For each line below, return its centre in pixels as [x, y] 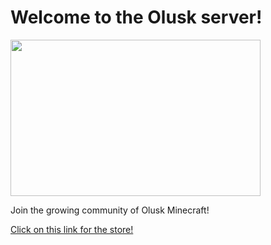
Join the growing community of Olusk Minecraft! [110, 210]
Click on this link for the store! [72, 229]
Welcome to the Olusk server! [136, 17]
